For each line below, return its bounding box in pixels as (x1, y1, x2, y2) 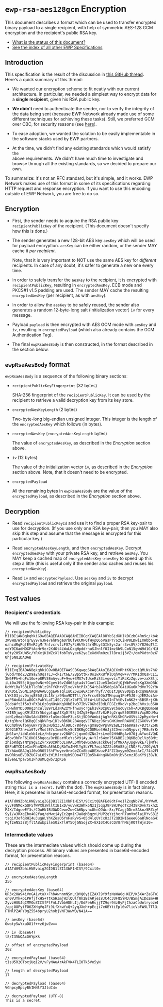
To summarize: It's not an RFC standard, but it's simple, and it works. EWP (5, 175, 153, 181)
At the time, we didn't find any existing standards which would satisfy (12, 145, 151, 151)
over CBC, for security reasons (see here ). (12, 121, 97, 127)
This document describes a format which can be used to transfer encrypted (5, 19, 157, 25)
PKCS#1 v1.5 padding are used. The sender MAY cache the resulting (12, 287, 149, 293)
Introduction (5, 58, 44, 67)
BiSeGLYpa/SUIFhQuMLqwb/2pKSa (5, 757, 66, 762)
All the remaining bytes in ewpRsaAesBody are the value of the (12, 488, 132, 494)
